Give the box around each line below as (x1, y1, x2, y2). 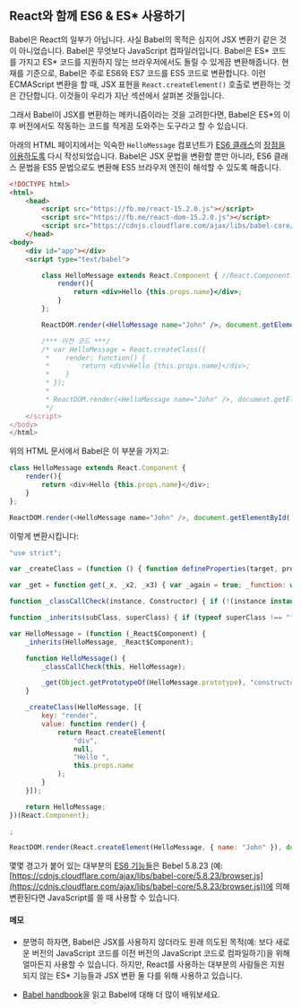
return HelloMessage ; (25, 802, 106, 812)
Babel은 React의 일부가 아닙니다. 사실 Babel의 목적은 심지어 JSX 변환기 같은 (9, 34, 278, 45)
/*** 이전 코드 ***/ (41, 336, 110, 345)
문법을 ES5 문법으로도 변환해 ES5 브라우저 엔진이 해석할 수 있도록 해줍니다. (18, 161, 282, 172)
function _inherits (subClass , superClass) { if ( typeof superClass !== (9, 613, 282, 622)
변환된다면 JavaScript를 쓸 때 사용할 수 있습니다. (9, 892, 180, 903)
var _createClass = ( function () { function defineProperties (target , (9, 564, 279, 574)
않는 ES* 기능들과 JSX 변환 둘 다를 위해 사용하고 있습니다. (39, 969, 244, 980)
